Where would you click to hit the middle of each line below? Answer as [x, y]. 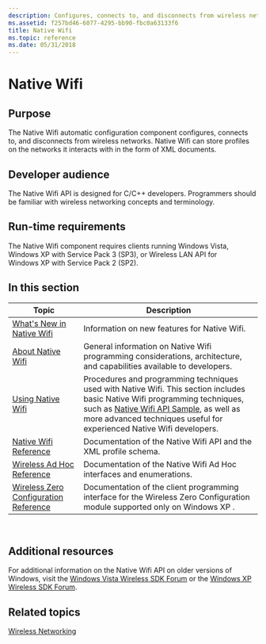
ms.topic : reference [42, 38]
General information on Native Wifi [147, 346]
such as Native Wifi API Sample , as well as [161, 408]
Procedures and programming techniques [161, 379]
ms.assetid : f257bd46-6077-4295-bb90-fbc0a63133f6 [93, 23]
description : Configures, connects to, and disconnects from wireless [127, 15]
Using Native [36, 399]
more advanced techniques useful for [153, 419]
